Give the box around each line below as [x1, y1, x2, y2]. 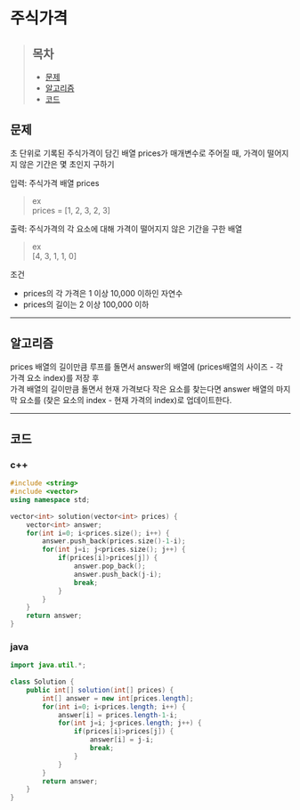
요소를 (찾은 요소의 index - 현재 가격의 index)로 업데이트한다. [19, 394, 232, 405]
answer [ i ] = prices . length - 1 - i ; [57, 710, 178, 719]
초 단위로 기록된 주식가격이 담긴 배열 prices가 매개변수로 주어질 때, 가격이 [10, 148, 265, 158]
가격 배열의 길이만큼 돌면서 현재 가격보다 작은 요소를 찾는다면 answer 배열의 [10, 384, 274, 394]
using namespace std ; [10, 496, 91, 505]
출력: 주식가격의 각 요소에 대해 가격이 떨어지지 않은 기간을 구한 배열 [10, 223, 243, 234]
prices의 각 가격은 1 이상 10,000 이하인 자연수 [22, 288, 183, 298]
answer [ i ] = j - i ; [89, 735, 154, 744]
